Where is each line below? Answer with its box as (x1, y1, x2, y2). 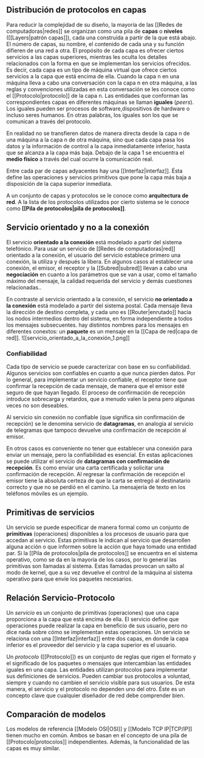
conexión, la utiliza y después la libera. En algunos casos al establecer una (6, 258, 193, 265)
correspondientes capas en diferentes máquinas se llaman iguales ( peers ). (6, 98, 194, 106)
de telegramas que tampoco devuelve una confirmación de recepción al (6, 426, 186, 434)
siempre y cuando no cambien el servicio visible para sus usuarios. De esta (6, 678, 195, 686)
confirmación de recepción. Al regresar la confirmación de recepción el (6, 470, 185, 477)
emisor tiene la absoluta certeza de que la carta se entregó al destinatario (6, 477, 191, 484)
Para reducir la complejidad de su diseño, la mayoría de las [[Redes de (6, 21, 183, 28)
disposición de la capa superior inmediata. (6, 180, 112, 187)
